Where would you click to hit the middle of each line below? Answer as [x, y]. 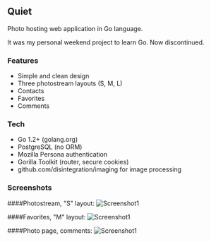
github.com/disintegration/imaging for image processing [100, 169]
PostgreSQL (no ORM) [50, 147]
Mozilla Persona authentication [62, 155]
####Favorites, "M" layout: [47, 217]
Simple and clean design [53, 76]
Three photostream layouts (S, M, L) [70, 83]
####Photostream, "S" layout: [51, 203]
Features [23, 61]
